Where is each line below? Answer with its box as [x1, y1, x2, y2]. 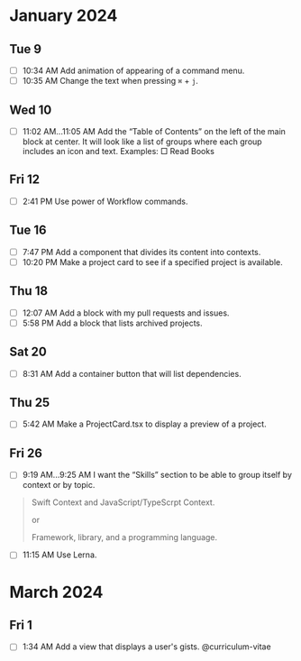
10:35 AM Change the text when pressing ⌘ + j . [22, 76, 198, 87]
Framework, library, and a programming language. [31, 532, 218, 543]
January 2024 [9, 5, 118, 26]
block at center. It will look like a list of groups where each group [22, 136, 263, 147]
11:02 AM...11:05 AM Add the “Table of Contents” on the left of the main [22, 125, 287, 136]
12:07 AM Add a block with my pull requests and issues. [22, 308, 230, 318]
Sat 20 [9, 344, 47, 360]
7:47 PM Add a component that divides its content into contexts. [22, 246, 261, 257]
